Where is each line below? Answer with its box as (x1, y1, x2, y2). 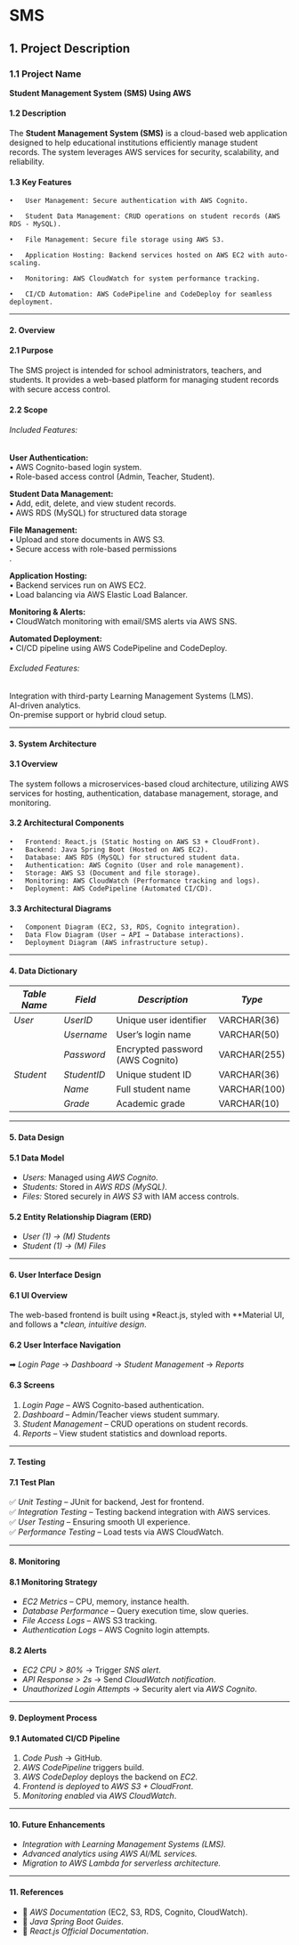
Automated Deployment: (9, 633, 102, 644)
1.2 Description (9, 108, 67, 118)
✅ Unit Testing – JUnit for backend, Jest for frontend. (9, 1497, 205, 1508)
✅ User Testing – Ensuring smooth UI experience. (9, 1517, 190, 1527)
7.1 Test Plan (9, 1477, 55, 1487)
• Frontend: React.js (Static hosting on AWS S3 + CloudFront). (9, 838, 261, 847)
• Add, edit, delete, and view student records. (9, 498, 176, 509)
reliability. (9, 157, 44, 167)
